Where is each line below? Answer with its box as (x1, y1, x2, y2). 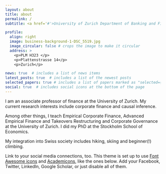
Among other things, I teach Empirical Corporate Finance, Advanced (5, 113, 144, 119)
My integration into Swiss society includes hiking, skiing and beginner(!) (5, 138, 152, 144)
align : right (9, 35, 37, 39)
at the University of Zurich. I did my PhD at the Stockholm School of (5, 123, 143, 129)
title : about (5, 12, 32, 17)
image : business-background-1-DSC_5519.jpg (9, 39, 100, 44)
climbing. (5, 143, 24, 149)
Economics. (5, 129, 29, 135)
